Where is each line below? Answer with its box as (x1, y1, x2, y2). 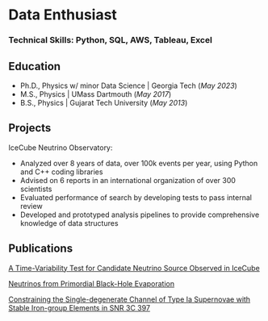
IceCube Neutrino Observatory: (8, 143, 113, 152)
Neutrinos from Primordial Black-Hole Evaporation (8, 278, 175, 288)
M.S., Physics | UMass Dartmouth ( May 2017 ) (19, 89, 172, 98)
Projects (8, 121, 52, 135)
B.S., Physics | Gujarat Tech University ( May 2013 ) (19, 98, 188, 107)
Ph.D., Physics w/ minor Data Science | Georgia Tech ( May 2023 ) (19, 81, 238, 90)
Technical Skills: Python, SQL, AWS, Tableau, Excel (8, 35, 212, 46)
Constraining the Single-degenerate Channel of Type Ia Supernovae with (8, 294, 251, 304)
